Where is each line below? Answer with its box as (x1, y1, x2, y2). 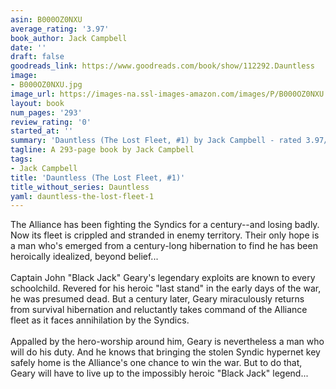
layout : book (10, 98, 65, 108)
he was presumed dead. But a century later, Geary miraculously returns (10, 293, 305, 305)
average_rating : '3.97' (10, 24, 110, 34)
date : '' (10, 42, 47, 53)
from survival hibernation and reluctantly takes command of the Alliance (10, 304, 308, 316)
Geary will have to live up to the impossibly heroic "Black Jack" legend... (10, 367, 309, 380)
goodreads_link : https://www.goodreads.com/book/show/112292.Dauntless (10, 61, 315, 71)
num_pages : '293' (10, 107, 83, 118)
